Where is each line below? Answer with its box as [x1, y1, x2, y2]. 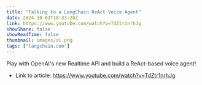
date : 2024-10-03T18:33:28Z [6, 15, 79, 21]
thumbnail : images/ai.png [6, 37, 72, 43]
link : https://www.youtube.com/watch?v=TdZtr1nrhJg [6, 20, 141, 26]
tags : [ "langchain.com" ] [6, 43, 70, 50]
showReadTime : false [6, 32, 60, 38]
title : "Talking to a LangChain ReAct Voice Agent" [6, 9, 141, 15]
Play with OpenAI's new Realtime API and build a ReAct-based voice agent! [6, 59, 196, 67]
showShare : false [6, 26, 51, 32]
